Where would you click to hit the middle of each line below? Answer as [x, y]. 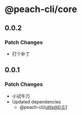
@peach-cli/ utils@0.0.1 [43, 107]
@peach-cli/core [41, 9]
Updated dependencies [36, 101]
